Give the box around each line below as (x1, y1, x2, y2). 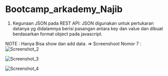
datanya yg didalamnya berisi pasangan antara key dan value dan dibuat (12, 25, 163, 31)
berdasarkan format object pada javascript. (12, 31, 102, 37)
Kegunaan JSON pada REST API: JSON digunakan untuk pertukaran (12, 20, 154, 26)
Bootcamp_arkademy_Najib (5, 4, 123, 15)
